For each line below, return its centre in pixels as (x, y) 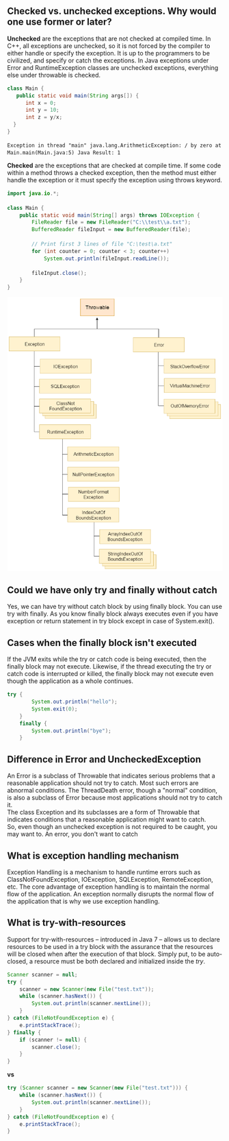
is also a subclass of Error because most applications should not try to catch (115, 797)
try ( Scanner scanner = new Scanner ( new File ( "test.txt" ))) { (97, 1088)
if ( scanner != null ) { (53, 1040)
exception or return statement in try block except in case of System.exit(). (111, 621)
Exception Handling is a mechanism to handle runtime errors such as (104, 872)
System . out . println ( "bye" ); (71, 731)
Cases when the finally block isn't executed (102, 643)
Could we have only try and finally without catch (112, 590)
